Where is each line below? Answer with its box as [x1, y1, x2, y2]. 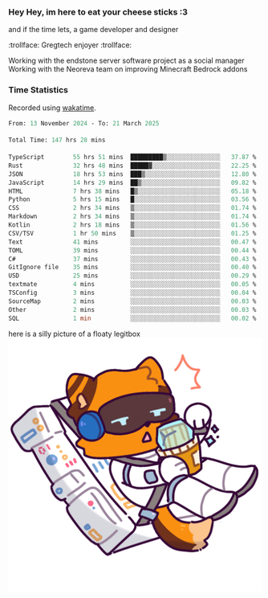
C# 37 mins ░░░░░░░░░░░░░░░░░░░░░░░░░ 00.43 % [8, 255, 257, 263]
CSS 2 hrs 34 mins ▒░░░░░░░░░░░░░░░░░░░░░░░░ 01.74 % [8, 204, 257, 212]
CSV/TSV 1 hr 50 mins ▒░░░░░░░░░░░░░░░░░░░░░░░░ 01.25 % [8, 229, 257, 237]
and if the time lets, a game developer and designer [8, 25, 179, 35]
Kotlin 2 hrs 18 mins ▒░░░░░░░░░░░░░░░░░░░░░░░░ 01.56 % [8, 221, 257, 229]
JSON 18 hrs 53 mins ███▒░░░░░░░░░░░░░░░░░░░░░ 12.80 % [8, 170, 257, 178]
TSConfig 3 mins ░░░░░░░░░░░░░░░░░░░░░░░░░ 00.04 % [8, 289, 257, 297]
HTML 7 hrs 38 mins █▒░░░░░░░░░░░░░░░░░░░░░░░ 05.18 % [8, 187, 257, 195]
